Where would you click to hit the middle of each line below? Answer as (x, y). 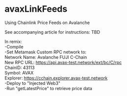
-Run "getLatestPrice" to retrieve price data (49, 88)
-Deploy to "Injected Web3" (33, 83)
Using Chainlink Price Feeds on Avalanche (47, 23)
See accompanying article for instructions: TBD (52, 32)
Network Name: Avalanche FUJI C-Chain (46, 57)
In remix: (13, 41)
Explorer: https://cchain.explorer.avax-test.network (56, 78)
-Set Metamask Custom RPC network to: (46, 52)
